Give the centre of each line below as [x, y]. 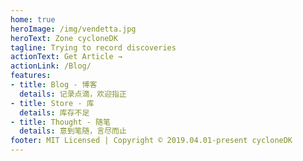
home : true [33, 19]
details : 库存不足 [54, 112]
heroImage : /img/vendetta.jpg [73, 29]
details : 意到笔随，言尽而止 [73, 131]
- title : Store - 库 [52, 103]
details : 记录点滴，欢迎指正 [73, 94]
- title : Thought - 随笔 [60, 122]
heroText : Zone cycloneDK [64, 38]
